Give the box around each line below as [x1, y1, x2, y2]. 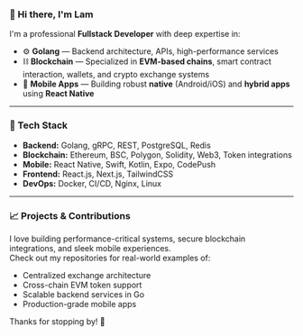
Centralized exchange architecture [22, 269, 151, 280]
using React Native [22, 88, 95, 99]
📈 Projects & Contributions [9, 209, 131, 222]
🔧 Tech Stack [9, 119, 69, 132]
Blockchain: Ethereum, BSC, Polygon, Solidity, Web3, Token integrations [22, 149, 293, 160]
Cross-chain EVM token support [22, 279, 142, 290]
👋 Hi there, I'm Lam [9, 8, 94, 21]
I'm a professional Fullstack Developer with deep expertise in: [9, 29, 241, 40]
